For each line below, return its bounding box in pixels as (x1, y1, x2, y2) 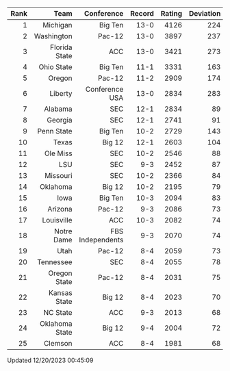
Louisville (42, 216, 73, 225)
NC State (43, 308, 73, 317)
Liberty (49, 89, 73, 98)
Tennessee (36, 257, 73, 266)
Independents (79, 235, 124, 244)
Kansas (49, 288, 73, 297)
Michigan (42, 21, 73, 29)
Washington (34, 31, 73, 40)
